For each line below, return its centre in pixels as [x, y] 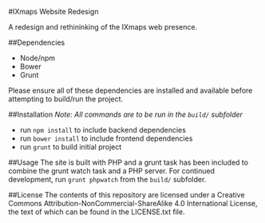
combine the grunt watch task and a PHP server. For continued [112, 171]
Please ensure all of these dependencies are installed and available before [131, 90]
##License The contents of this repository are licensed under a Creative [127, 195]
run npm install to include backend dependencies [103, 130]
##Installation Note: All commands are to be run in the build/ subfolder [126, 114]
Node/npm [38, 58]
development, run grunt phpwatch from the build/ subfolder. [107, 179]
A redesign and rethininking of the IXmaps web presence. [103, 27]
